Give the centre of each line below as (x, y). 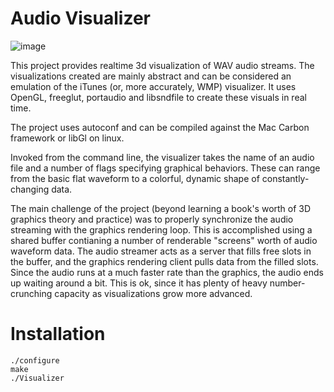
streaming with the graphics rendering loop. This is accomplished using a (161, 229)
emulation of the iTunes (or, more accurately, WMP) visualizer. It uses (153, 86)
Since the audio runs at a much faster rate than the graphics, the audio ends (167, 272)
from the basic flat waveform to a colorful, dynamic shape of (135, 178)
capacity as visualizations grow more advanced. (153, 293)
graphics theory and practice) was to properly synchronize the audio (152, 219)
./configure (35, 360)
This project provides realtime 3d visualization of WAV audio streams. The (162, 65)
